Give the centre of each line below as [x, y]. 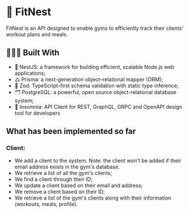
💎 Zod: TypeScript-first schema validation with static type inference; [97, 85]
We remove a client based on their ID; [60, 192]
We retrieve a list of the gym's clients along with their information [93, 198]
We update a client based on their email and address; [78, 185]
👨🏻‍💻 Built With [33, 53]
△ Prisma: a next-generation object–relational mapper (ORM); [89, 79]
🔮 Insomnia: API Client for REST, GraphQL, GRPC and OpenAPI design [98, 106]
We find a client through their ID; [53, 179]
